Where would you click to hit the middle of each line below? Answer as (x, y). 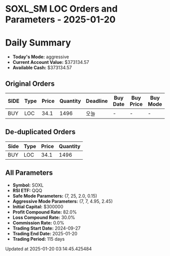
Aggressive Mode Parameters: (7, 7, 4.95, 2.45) (62, 201)
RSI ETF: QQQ (27, 190)
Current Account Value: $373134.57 (51, 62)
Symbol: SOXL (28, 185)
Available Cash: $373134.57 (42, 68)
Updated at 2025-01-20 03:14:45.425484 (49, 248)
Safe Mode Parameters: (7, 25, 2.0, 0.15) (55, 196)
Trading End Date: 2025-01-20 (45, 233)
